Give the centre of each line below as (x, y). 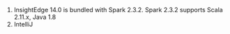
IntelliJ (23, 24)
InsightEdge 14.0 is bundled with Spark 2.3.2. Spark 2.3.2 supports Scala (118, 10)
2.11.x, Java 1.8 (35, 17)
